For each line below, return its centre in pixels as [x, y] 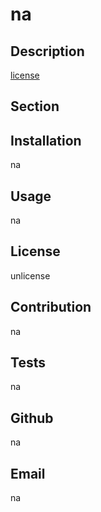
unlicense [30, 275]
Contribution [51, 307]
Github [32, 418]
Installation [46, 140]
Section [35, 106]
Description [47, 51]
